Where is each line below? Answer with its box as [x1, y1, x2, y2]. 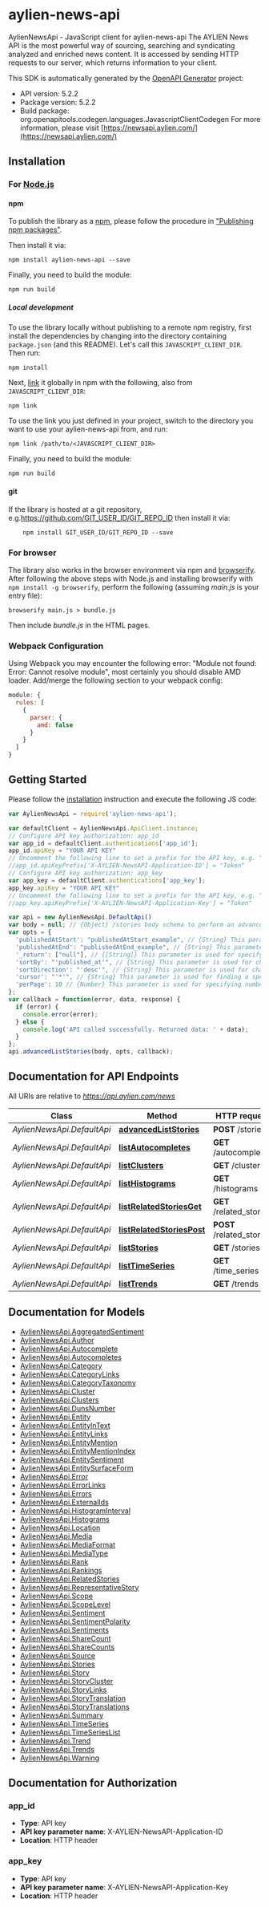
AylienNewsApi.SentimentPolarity [19, 1617, 130, 1626]
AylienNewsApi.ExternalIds [19, 1497, 110, 1507]
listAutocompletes [118, 1142, 191, 1153]
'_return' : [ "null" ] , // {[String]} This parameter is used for [15, 951, 235, 959]
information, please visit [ [19, 123, 104, 132]
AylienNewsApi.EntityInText [19, 1420, 110, 1430]
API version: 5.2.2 [19, 88, 78, 98]
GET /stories [213, 1242, 260, 1253]
